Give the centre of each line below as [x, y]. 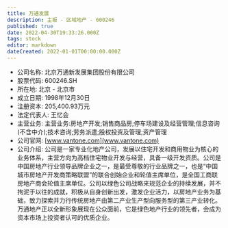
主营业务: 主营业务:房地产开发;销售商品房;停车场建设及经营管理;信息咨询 [118, 123]
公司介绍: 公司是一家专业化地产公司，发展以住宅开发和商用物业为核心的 [118, 149]
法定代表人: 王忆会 [43, 114]
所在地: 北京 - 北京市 [46, 89]
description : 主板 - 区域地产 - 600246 [61, 20]
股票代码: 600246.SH [47, 80]
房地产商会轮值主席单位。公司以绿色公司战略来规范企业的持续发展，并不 [119, 183]
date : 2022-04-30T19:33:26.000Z [53, 33]
